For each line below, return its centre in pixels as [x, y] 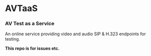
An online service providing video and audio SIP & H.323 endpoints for [75, 34]
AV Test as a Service [30, 24]
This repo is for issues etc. [32, 48]
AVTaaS [21, 8]
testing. [13, 39]
